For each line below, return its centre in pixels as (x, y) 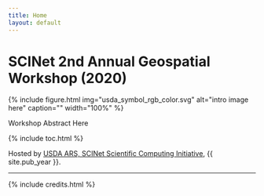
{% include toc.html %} (46, 139)
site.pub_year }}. (35, 162)
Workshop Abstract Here (48, 123)
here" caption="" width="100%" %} (66, 108)
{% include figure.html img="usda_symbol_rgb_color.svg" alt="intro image (128, 100)
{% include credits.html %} (52, 184)
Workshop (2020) (68, 78)
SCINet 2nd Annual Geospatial (109, 62)
